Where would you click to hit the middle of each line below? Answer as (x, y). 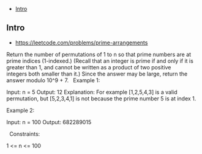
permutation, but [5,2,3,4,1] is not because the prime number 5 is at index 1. (101, 98)
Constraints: (24, 134)
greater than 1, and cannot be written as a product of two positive (89, 67)
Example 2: (21, 110)
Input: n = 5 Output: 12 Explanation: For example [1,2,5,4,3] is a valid (92, 92)
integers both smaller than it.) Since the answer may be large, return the (97, 74)
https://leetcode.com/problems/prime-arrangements (81, 43)
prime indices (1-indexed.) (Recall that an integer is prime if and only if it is (100, 61)
